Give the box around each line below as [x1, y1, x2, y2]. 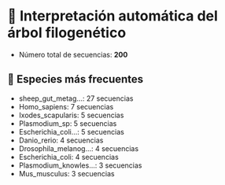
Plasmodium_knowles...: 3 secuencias [18, 161, 142, 170]
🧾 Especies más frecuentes [7, 72, 144, 86]
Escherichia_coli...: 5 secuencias [18, 127, 125, 136]
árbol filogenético [7, 24, 127, 42]
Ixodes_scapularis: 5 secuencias [18, 110, 124, 120]
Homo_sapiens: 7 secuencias [18, 102, 114, 111]
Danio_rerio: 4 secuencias [18, 135, 104, 145]
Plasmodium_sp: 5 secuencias [18, 118, 117, 128]
